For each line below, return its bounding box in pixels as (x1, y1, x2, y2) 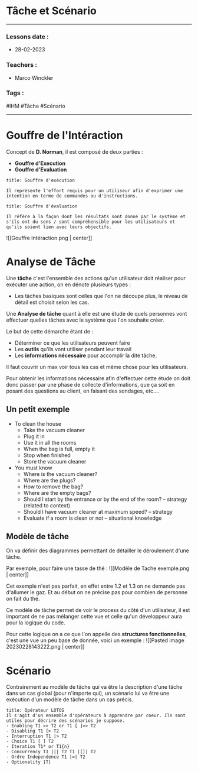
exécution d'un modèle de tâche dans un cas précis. (6, 696, 134, 703)
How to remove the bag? (23, 483, 84, 490)
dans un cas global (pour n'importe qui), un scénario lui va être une (6, 690, 170, 697)
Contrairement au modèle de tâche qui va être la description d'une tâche (6, 683, 183, 691)
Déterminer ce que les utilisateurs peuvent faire (14, 339, 131, 346)
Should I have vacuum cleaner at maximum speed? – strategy (23, 508, 173, 515)
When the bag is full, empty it (23, 445, 95, 452)
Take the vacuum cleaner (23, 426, 85, 433)
